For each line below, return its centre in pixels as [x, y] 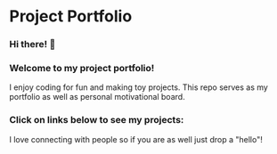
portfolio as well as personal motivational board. [97, 97]
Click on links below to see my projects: [97, 120]
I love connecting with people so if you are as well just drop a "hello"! [136, 139]
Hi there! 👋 [33, 45]
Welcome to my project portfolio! [82, 69]
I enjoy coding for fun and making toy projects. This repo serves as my [139, 87]
